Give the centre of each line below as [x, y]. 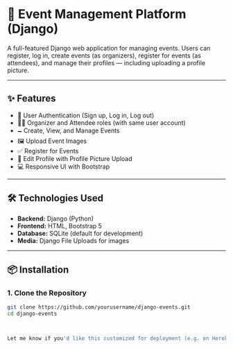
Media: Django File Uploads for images [73, 240]
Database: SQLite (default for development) [80, 233]
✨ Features [32, 99]
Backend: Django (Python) [55, 219]
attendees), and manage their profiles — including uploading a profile [106, 62]
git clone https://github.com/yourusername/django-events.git [99, 307]
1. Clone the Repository [47, 293]
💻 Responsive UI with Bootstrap [63, 167]
